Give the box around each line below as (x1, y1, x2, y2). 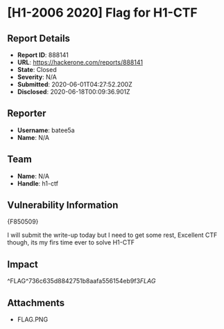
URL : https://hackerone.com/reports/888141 (17, 58, 144, 66)
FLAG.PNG (17, 315, 49, 323)
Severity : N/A (17, 73, 57, 81)
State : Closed (17, 66, 57, 73)
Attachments (7, 296, 65, 309)
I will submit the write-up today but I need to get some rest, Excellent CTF (7, 231, 218, 240)
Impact (7, 258, 38, 270)
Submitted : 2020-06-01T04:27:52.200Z (17, 80, 133, 88)
